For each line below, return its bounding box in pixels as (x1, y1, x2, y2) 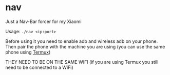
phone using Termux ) (5, 49, 51, 55)
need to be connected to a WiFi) (5, 64, 73, 70)
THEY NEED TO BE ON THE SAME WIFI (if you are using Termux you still (5, 59, 159, 65)
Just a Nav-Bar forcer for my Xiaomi (5, 18, 82, 24)
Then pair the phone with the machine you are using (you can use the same (5, 43, 165, 49)
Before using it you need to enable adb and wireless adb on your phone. (5, 38, 158, 44)
